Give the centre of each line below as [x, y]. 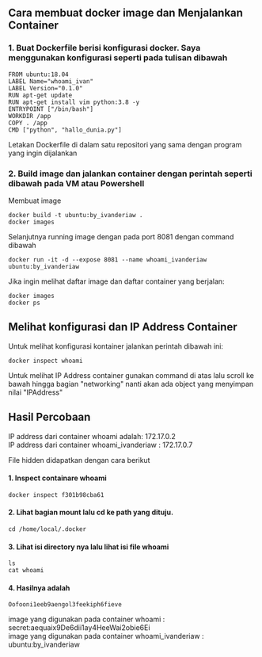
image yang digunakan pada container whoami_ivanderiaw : [106, 636]
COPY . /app [28, 123]
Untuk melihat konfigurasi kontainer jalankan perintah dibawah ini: [116, 346]
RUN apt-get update [40, 95]
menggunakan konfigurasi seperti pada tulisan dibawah [118, 58]
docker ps [25, 303]
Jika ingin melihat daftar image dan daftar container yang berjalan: [116, 281]
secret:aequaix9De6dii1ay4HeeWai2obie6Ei [79, 628]
